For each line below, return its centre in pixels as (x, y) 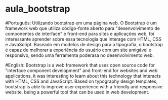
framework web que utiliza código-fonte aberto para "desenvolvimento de (83, 28)
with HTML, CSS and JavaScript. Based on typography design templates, (81, 81)
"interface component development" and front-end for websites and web (81, 70)
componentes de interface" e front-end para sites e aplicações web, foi (80, 34)
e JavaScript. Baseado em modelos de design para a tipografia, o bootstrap (84, 44)
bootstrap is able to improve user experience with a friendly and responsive (84, 86)
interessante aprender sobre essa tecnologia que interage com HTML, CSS (83, 39)
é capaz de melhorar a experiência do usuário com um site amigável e (78, 50)
